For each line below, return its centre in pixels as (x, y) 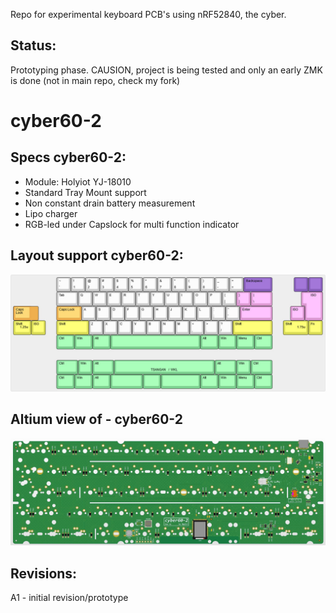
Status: (33, 45)
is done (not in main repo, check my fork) (95, 80)
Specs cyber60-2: (68, 157)
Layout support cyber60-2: (97, 255)
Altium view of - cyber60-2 (96, 419)
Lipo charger (51, 213)
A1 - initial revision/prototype (69, 598)
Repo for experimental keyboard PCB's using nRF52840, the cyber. (148, 14)
